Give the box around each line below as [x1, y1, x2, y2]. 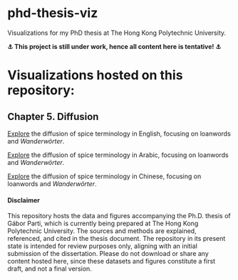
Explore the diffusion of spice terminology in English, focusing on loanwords [7, 129, 232, 138]
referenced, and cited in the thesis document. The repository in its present [7, 235, 226, 243]
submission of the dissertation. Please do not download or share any [7, 249, 209, 258]
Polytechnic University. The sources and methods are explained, [7, 227, 197, 235]
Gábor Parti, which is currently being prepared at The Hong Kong [7, 219, 199, 228]
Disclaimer [7, 195, 41, 204]
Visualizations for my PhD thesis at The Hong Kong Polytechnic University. [7, 28, 227, 37]
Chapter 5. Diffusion [7, 110, 99, 122]
